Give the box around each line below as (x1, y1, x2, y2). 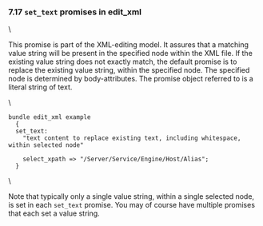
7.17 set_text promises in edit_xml (8, 6, 142, 18)
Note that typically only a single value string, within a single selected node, (8, 192, 254, 201)
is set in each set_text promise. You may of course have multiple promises (8, 200, 256, 210)
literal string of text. (8, 82, 73, 92)
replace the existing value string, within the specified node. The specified (8, 65, 250, 75)
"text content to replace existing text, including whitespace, (22, 134, 241, 142)
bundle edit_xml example (8, 113, 91, 121)
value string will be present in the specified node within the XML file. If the (8, 49, 253, 58)
